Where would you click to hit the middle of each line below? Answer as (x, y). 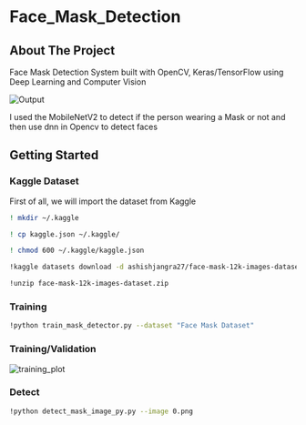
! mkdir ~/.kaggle (44, 218)
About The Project (62, 51)
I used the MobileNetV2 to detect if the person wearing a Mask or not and (148, 117)
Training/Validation (53, 349)
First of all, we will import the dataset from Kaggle (103, 201)
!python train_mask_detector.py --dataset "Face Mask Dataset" (132, 326)
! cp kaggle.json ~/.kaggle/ (65, 234)
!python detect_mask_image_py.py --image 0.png (102, 411)
